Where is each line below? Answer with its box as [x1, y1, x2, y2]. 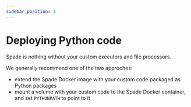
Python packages [14, 82, 57, 89]
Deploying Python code [6, 33, 122, 47]
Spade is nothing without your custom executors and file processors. [6, 53, 172, 60]
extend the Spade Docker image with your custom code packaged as [14, 75, 181, 82]
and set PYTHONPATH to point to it [14, 94, 90, 101]
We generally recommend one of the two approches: [6, 64, 133, 71]
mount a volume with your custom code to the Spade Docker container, [14, 88, 186, 95]
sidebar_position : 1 [6, 8, 56, 15]
